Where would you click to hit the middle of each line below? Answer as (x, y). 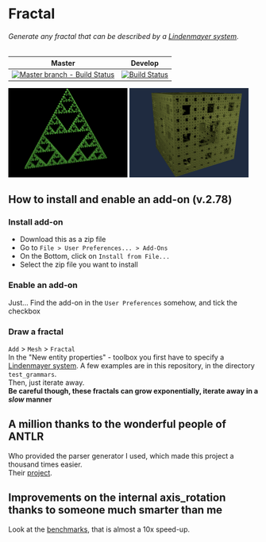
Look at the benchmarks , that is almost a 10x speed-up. (99, 529)
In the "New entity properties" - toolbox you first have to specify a (116, 357)
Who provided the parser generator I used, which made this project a (121, 456)
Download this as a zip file (63, 240)
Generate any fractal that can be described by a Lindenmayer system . (124, 36)
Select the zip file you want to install (79, 265)
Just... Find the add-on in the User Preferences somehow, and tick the (123, 302)
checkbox (25, 311)
